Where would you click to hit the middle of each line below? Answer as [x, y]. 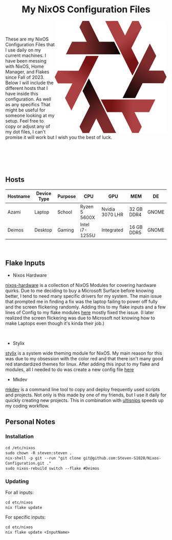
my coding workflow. [27, 406]
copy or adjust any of [28, 126]
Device [44, 194]
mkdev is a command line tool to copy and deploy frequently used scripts [83, 390]
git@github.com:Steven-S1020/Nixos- [122, 458]
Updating [17, 481]
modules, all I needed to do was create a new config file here [70, 370]
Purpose [67, 196]
